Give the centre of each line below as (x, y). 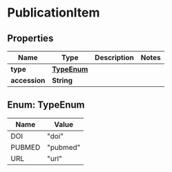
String (62, 80)
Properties (30, 38)
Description (114, 58)
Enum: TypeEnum (46, 105)
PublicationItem (54, 13)
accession (28, 80)
